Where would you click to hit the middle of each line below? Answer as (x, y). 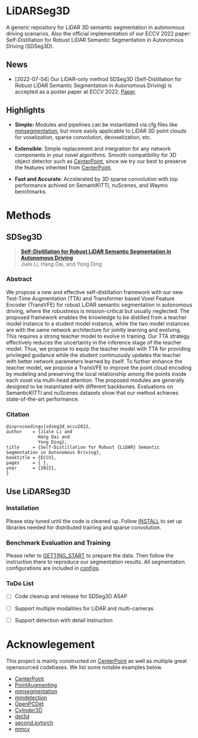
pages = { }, (27, 463)
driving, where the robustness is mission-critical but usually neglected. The (98, 311)
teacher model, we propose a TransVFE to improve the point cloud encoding (99, 368)
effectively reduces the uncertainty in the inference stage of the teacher (94, 342)
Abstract (19, 279)
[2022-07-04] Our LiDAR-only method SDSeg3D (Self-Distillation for (98, 79)
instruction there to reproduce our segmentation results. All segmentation (95, 562)
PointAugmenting (36, 685)
